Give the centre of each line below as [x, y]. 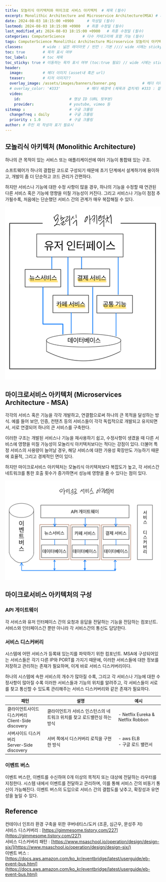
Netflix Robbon [133, 720]
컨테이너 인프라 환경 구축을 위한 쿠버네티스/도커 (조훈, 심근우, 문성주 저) [74, 824]
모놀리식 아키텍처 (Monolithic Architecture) [70, 147]
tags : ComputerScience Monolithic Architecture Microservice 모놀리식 [77, 42]
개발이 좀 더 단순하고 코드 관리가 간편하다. [52, 176]
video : [16, 94]
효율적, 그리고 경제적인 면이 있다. [42, 456]
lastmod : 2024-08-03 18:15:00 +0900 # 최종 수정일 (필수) [65, 26]
